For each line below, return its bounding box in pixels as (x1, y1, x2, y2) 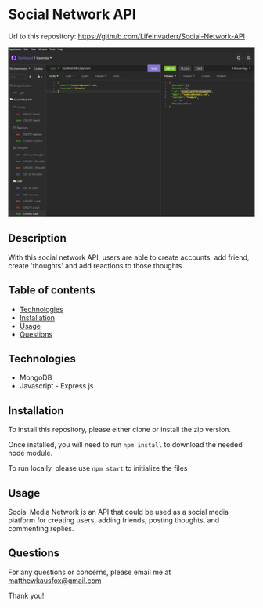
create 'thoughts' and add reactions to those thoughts (8, 260, 182, 270)
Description (8, 231, 67, 245)
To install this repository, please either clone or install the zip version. (8, 425, 232, 435)
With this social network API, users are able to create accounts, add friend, (8, 253, 250, 262)
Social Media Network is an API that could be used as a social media (8, 508, 229, 517)
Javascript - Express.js (19, 381, 94, 391)
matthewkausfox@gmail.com (8, 575, 102, 585)
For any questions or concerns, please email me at (8, 567, 171, 577)
